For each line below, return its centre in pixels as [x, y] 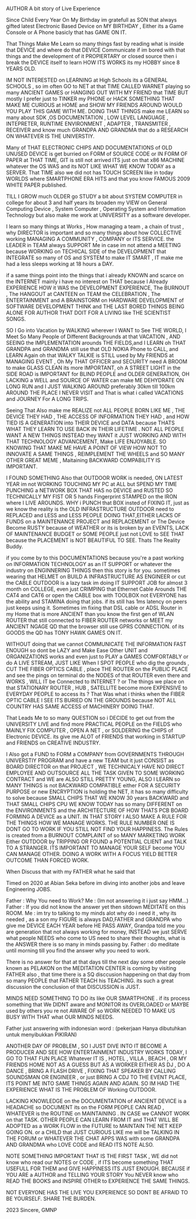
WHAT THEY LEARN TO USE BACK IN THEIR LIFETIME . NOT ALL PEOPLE [95, 429]
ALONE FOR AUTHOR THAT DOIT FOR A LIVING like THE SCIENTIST [89, 313]
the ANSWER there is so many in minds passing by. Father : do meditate [93, 944]
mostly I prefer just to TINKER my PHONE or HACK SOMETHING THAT [91, 99]
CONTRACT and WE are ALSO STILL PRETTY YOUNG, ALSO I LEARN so [93, 779]
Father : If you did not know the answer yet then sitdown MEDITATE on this [96, 907]
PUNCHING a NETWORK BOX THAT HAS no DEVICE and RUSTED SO [90, 490]
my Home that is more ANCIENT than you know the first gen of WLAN [90, 614]
